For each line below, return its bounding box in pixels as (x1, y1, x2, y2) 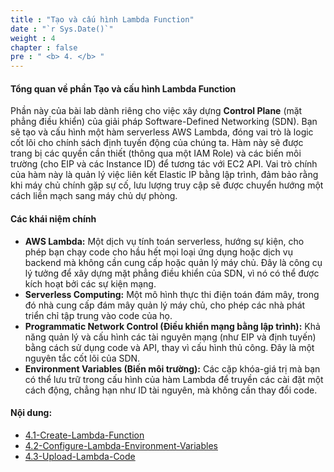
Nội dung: (10, 407, 53, 419)
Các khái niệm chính (10, 212, 97, 225)
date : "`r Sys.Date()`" (10, 24, 114, 34)
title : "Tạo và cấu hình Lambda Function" (10, 14, 195, 25)
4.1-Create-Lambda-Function (24, 429, 145, 441)
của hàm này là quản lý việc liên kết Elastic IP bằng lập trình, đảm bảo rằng (10, 169, 319, 181)
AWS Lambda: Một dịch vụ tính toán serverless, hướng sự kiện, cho (24, 235, 305, 247)
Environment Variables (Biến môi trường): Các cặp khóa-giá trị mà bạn (24, 362, 321, 375)
